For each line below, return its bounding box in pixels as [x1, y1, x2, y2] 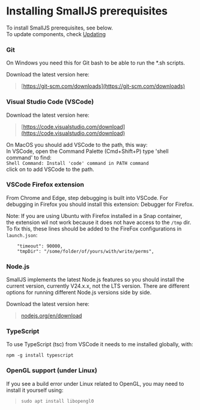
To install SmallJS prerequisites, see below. [6, 24, 113, 31]
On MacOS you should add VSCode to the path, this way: [6, 141, 148, 148]
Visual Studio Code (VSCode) [6, 98, 94, 106]
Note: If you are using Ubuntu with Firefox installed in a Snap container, [6, 212, 183, 219]
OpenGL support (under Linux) [6, 366, 97, 374]
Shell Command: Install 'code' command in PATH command [6, 160, 149, 166]
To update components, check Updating [6, 30, 106, 37]
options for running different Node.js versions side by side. [6, 289, 152, 296]
